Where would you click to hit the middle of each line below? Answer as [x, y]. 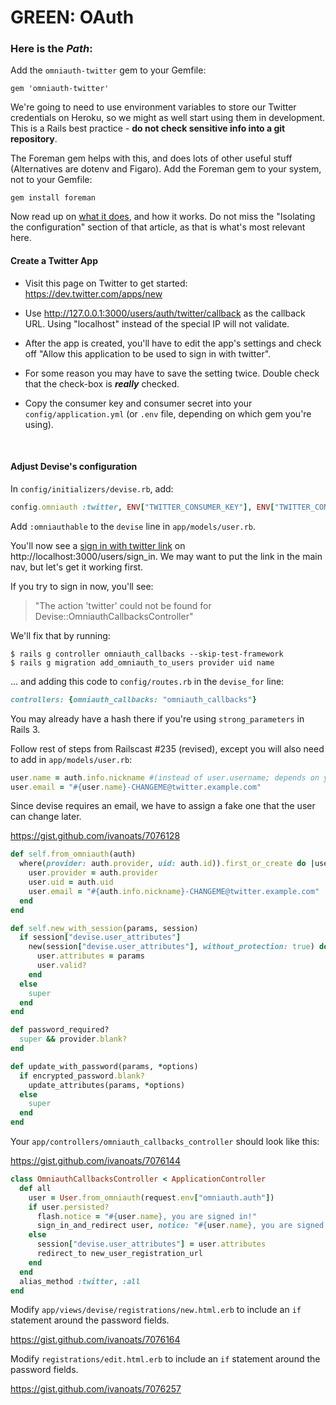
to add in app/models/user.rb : [71, 759]
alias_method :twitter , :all [80, 1281]
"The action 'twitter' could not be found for [123, 605]
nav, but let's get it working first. [77, 567]
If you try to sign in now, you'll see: [82, 586]
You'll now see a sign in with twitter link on [98, 545]
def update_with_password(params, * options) [104, 1066]
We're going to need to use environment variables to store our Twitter [153, 107]
